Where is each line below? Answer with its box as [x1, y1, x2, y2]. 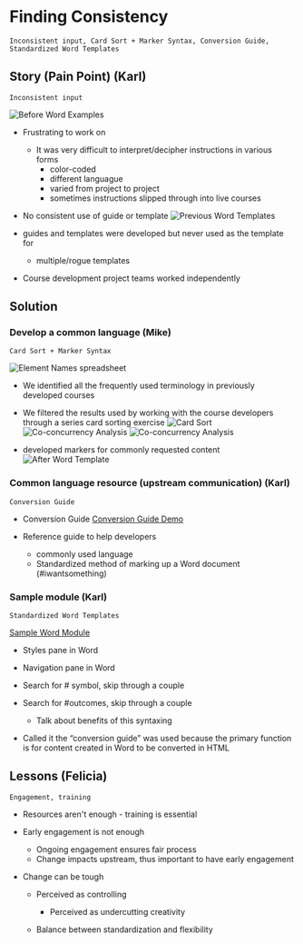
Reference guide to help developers [22, 531, 157, 542]
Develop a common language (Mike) [9, 326, 172, 339]
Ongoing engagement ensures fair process [35, 843, 197, 855]
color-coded [49, 164, 97, 174]
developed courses [22, 390, 95, 401]
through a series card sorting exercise [22, 417, 165, 428]
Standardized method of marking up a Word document [35, 558, 240, 569]
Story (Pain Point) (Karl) [9, 69, 147, 84]
